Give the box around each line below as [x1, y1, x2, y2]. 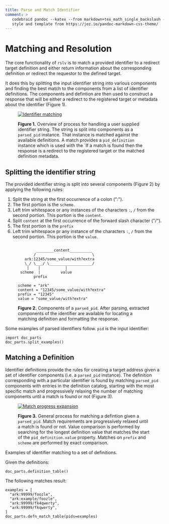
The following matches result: [5, 478, 67, 484]
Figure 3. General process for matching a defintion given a [18, 413, 139, 419]
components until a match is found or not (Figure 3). [5, 393, 113, 399]
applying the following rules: [5, 187, 64, 192]
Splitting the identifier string [5, 168, 96, 176]
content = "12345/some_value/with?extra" [18, 287, 106, 292]
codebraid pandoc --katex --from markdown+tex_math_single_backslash [12, 17, 161, 22]
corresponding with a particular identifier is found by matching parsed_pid [5, 377, 158, 383]
